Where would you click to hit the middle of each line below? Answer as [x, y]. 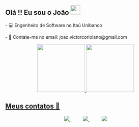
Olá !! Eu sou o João [37, 12]
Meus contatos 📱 [33, 106]
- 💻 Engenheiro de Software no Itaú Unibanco [54, 25]
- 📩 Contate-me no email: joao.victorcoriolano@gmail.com [66, 37]
